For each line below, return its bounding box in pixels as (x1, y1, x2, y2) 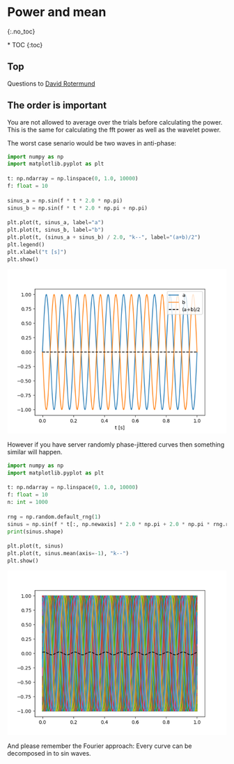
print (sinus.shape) (7, 528, 64, 535)
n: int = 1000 (7, 499, 49, 506)
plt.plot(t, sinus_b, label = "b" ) (7, 227, 104, 234)
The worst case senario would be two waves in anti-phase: (7, 138, 176, 147)
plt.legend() (7, 241, 45, 248)
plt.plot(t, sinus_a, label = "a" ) (7, 219, 104, 226)
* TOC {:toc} (7, 40, 43, 49)
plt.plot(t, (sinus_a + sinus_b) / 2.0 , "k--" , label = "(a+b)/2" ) (7, 234, 201, 241)
